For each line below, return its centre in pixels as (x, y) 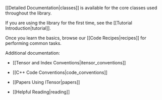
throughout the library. (29, 13)
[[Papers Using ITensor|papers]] (46, 82)
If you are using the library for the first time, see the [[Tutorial (69, 23)
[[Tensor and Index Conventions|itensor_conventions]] (69, 63)
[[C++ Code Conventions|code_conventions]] (60, 72)
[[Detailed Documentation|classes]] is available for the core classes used (81, 8)
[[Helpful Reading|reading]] (41, 92)
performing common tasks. (33, 43)
